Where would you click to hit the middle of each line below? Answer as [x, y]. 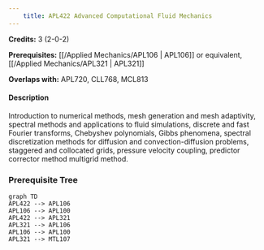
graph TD [23, 197]
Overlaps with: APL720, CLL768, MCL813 [78, 79]
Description [29, 97]
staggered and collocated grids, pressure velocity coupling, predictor [124, 150]
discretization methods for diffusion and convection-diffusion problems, [129, 141]
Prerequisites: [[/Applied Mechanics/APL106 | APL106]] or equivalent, [126, 54]
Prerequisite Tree [43, 179]
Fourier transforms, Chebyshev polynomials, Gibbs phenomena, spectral [130, 133]
